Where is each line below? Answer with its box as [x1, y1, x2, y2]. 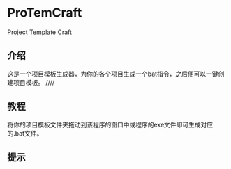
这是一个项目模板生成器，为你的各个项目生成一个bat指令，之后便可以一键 [7, 70, 218, 78]
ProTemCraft [7, 5, 82, 21]
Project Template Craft [7, 28, 72, 36]
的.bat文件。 [7, 129, 43, 137]
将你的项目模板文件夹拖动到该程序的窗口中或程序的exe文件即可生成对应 [7, 120, 214, 129]
